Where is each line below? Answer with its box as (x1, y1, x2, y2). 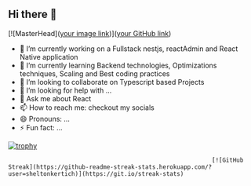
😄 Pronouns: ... (19, 114, 71, 123)
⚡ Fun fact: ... (19, 122, 63, 132)
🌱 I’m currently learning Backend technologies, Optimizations (19, 60, 217, 70)
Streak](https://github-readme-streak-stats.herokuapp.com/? (8, 162, 213, 171)
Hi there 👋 (8, 8, 57, 21)
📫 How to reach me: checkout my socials (19, 103, 155, 112)
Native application (19, 52, 78, 61)
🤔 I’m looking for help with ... (19, 86, 112, 95)
